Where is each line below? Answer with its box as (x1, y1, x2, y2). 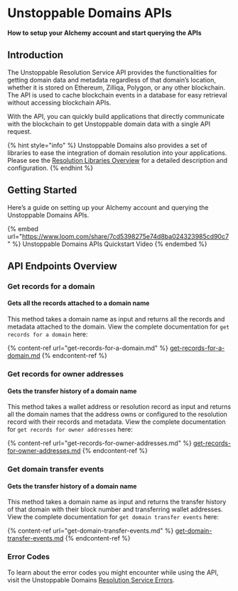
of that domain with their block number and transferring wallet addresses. (7, 505, 223, 513)
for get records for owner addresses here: (7, 425, 133, 434)
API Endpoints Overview (7, 260, 117, 272)
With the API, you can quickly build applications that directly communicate (7, 112, 225, 120)
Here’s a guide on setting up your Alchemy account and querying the (7, 203, 209, 211)
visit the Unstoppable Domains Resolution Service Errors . (7, 575, 175, 584)
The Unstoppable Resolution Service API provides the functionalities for (7, 68, 217, 76)
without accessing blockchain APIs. (7, 98, 112, 107)
